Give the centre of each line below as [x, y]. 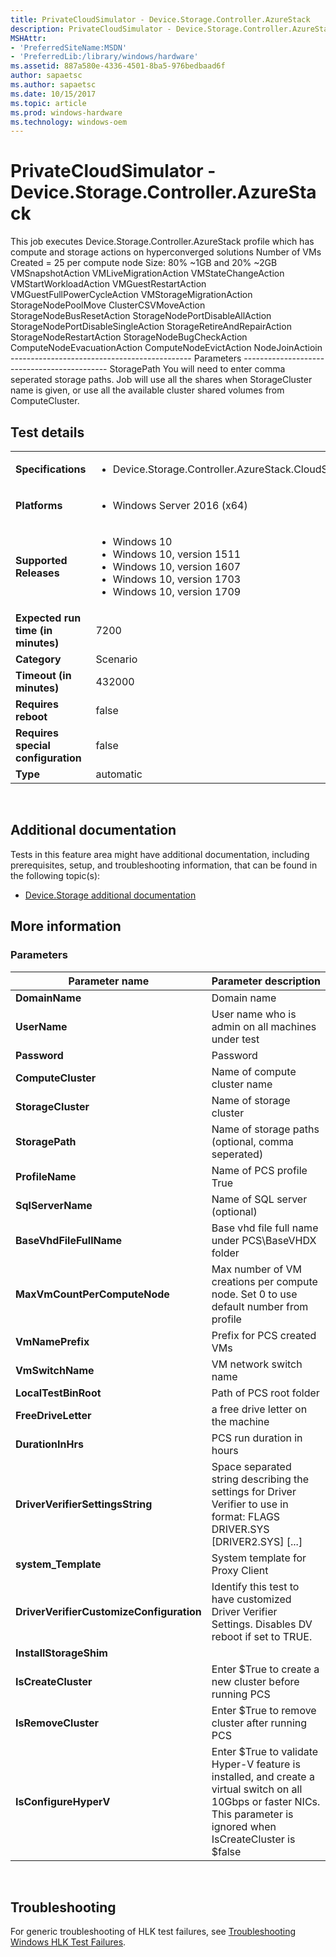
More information [66, 926]
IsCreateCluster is [253, 1839]
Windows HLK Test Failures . [68, 1942]
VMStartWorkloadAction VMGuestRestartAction [108, 284]
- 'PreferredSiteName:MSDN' [69, 47]
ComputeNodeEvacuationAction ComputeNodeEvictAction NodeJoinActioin [166, 348]
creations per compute [264, 1281]
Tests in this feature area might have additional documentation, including [160, 854]
